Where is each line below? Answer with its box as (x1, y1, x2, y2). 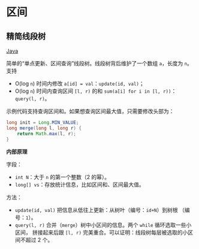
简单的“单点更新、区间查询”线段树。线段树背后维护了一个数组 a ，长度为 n (6, 60, 188, 66)
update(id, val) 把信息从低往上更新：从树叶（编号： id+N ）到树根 (14, 206, 178, 213)
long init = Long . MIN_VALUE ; (6, 120, 79, 126)
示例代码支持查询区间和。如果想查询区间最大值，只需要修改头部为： (6, 108, 174, 114)
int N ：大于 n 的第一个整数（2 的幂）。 (14, 173, 110, 180)
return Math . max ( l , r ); (17, 130, 77, 136)
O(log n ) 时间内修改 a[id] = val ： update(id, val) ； (14, 80, 145, 87)
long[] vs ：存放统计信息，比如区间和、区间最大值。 (14, 181, 145, 188)
